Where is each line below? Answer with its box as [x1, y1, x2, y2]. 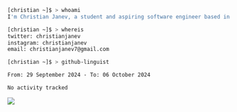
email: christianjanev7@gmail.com [7, 46, 110, 53]
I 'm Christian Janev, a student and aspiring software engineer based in [7, 13, 231, 21]
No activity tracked [7, 84, 69, 91]
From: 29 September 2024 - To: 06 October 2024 [7, 72, 151, 79]
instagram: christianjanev [7, 39, 87, 46]
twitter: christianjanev [7, 33, 81, 40]
